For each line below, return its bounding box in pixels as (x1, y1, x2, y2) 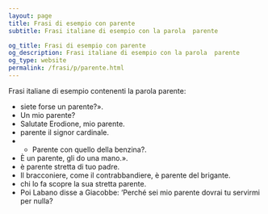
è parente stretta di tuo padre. (19, 162, 120, 171)
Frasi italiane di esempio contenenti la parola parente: (8, 86, 186, 95)
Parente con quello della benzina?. (31, 145, 147, 154)
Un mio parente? (19, 110, 76, 120)
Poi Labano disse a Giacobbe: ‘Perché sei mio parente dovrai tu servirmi (19, 187, 261, 197)
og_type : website (8, 57, 67, 65)
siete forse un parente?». (19, 102, 103, 111)
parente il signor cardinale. (19, 127, 110, 137)
